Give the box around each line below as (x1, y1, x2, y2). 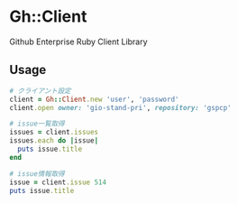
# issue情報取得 (9, 169, 65, 178)
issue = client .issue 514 (9, 178, 106, 187)
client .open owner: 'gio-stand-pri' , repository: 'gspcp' (9, 103, 232, 112)
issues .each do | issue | (9, 136, 99, 145)
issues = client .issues (9, 128, 99, 137)
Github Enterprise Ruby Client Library (9, 36, 148, 47)
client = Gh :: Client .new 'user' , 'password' (9, 95, 179, 104)
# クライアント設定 (9, 86, 71, 96)
